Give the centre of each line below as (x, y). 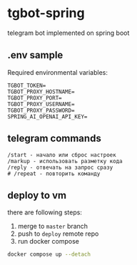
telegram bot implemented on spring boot (68, 33)
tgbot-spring (46, 13)
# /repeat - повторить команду (54, 173)
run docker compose (49, 241)
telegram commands (54, 139)
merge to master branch (52, 227)
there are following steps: (45, 212)
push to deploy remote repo (58, 234)
